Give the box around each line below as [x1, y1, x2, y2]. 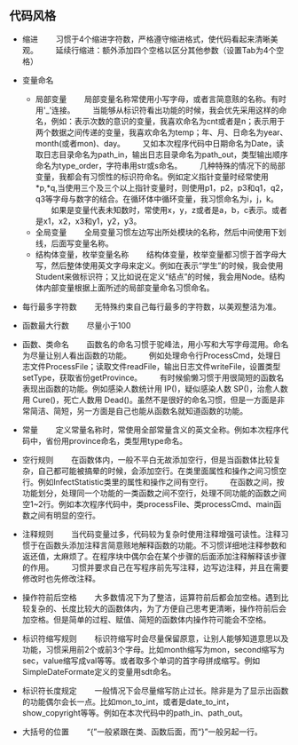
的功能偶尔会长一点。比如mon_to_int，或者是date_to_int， [21, 696, 234, 707]
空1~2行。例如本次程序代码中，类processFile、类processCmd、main [21, 498, 274, 509]
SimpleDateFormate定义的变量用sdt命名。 [21, 666, 176, 677]
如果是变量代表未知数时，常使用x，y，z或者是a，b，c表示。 [51, 204, 272, 215]
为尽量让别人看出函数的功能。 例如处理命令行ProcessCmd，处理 [21, 350, 274, 361]
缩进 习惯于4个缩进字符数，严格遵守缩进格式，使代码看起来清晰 [21, 34, 271, 44]
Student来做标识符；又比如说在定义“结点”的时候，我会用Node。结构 [35, 271, 286, 281]
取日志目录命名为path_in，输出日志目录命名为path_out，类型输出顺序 [35, 149, 288, 160]
